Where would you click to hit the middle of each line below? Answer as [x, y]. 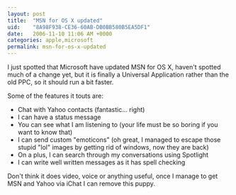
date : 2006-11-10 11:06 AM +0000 [60, 34]
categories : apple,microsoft [50, 40]
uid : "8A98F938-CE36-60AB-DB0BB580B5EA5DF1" [79, 27]
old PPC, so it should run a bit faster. [61, 82]
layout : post [27, 14]
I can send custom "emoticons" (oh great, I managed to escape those [119, 140]
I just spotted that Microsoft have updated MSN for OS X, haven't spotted [114, 67]
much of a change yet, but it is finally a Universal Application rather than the [118, 74]
